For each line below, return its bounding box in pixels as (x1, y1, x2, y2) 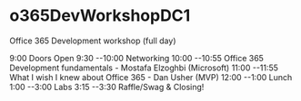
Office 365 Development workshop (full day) (9, 35, 176, 46)
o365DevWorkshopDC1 (9, 5, 191, 26)
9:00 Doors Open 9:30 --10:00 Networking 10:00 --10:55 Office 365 (9, 52, 264, 63)
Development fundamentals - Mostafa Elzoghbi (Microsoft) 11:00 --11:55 (9, 62, 279, 73)
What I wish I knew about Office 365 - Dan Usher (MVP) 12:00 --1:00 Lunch (9, 71, 293, 82)
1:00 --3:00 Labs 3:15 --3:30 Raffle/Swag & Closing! (9, 81, 205, 92)
